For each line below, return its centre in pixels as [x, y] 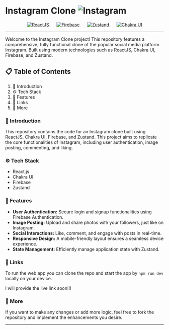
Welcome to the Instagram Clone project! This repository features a [75, 39]
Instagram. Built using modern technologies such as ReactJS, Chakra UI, [80, 50]
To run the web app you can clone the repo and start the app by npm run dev [84, 273]
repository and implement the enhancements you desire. [64, 317]
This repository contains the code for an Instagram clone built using [75, 132]
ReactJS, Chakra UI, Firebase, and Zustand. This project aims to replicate [81, 137]
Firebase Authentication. [38, 217]
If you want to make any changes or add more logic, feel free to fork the [80, 312]
